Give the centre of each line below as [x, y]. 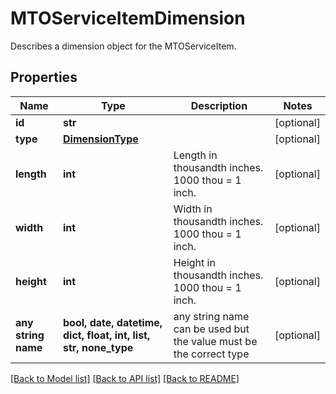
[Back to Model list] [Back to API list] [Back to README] [125, 378]
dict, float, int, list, [107, 335]
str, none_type [98, 347]
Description [219, 105]
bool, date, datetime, [113, 322]
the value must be [215, 341]
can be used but [211, 329]
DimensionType [101, 139]
